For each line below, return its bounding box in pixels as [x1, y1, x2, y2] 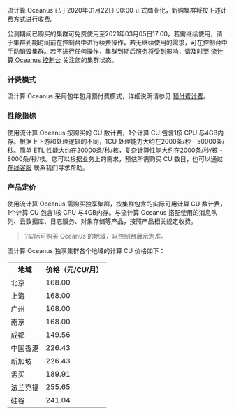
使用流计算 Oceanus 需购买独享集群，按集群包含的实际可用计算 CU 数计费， [7, 199, 227, 208]
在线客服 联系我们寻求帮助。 [7, 163, 89, 172]
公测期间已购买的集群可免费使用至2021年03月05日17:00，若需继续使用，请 [7, 30, 224, 38]
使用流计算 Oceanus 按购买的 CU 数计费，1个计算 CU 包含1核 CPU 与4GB [7, 128, 218, 137]
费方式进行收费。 [7, 15, 57, 23]
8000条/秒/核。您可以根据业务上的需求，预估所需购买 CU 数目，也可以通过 [7, 154, 224, 163]
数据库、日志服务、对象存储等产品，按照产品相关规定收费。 [25, 217, 197, 225]
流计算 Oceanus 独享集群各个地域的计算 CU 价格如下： [7, 246, 166, 255]
